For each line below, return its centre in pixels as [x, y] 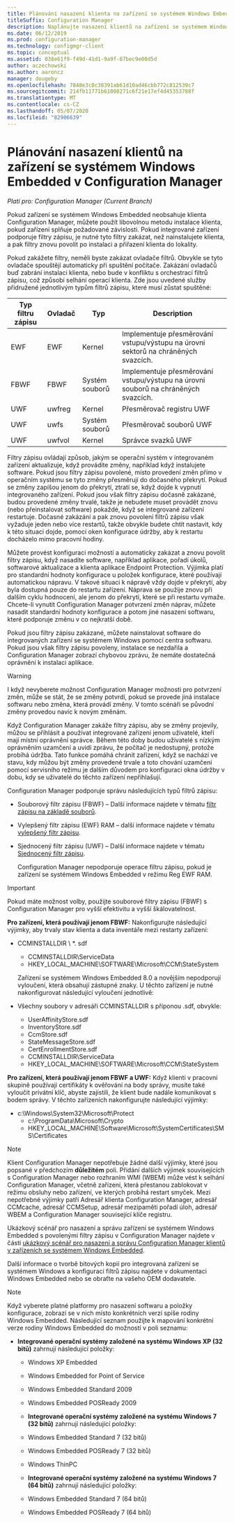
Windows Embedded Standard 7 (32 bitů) [87, 1437]
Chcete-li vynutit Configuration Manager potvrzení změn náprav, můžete [111, 604]
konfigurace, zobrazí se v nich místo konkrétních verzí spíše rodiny [103, 1313]
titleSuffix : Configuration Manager [60, 20]
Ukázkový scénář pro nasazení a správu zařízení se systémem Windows [111, 1228]
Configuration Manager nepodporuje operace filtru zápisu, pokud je [115, 866]
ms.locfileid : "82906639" [45, 117]
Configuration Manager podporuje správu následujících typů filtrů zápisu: [112, 790]
